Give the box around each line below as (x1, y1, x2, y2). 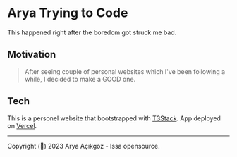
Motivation (7, 49, 56, 61)
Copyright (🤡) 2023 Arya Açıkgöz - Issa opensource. (7, 142, 160, 150)
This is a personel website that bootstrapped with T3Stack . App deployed (7, 114, 221, 123)
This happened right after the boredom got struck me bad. (7, 28, 177, 37)
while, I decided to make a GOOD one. (24, 75, 136, 83)
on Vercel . (7, 121, 37, 130)
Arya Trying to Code (7, 5, 128, 21)
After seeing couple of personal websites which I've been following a (24, 67, 226, 75)
